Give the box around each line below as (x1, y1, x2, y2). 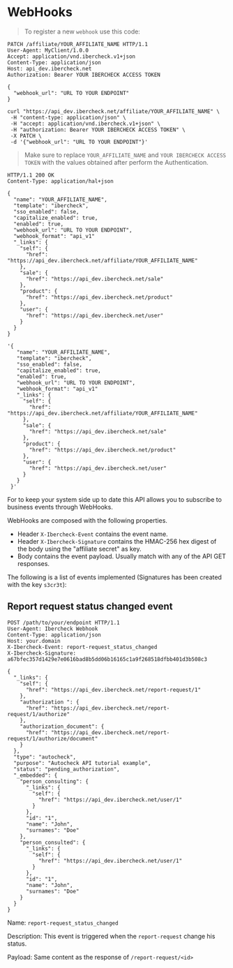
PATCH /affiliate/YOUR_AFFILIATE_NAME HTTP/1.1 (7, 40, 149, 47)
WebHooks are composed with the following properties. (7, 516, 167, 524)
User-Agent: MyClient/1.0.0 (7, 47, 89, 54)
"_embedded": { (13, 772, 58, 779)
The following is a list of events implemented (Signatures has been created (7, 573, 222, 581)
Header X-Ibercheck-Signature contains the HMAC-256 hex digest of (17, 537, 217, 545)
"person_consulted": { (20, 839, 86, 846)
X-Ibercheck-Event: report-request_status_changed (7, 643, 158, 650)
